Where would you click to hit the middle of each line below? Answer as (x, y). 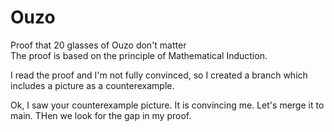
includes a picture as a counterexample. (92, 85)
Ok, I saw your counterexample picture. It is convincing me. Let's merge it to (167, 105)
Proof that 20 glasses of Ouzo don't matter (98, 45)
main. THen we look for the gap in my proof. (101, 115)
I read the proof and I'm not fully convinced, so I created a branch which (159, 75)
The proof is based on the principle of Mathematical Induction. (139, 55)
